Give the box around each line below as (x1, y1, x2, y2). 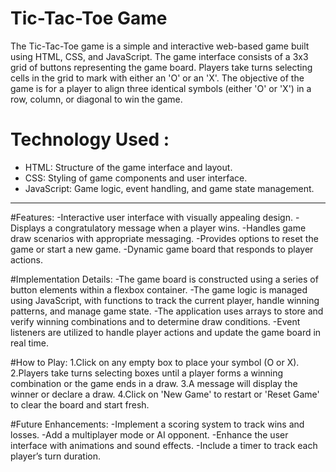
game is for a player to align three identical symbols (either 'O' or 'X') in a (10, 82, 312, 94)
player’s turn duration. (10, 450, 101, 462)
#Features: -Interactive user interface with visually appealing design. (10, 211, 293, 223)
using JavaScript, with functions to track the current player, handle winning (10, 294, 320, 306)
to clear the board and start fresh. (10, 398, 150, 411)
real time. (10, 337, 49, 349)
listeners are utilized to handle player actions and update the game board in (10, 326, 322, 338)
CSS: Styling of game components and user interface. (24, 172, 248, 184)
